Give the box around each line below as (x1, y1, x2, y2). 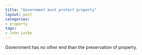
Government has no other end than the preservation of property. (5, 44, 138, 50)
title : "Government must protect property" (5, 7, 97, 12)
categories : (5, 16, 30, 21)
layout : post (5, 12, 32, 17)
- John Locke (5, 30, 32, 35)
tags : (5, 26, 16, 31)
